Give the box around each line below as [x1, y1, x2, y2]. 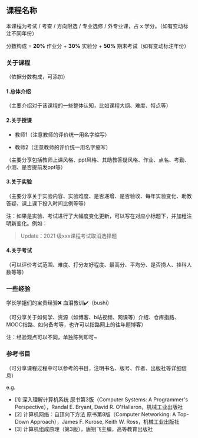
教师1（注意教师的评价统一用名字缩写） [14, 131, 110, 138]
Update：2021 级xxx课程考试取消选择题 [20, 232, 117, 239]
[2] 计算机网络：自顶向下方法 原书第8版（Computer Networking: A [14, 410, 176, 418]
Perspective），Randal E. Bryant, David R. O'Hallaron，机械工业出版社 [14, 403, 183, 410]
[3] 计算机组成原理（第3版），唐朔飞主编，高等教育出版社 [14, 425, 153, 433]
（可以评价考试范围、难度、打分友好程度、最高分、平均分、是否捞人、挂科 [6, 261, 187, 268]
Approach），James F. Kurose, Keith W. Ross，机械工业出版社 [30, 418, 180, 425]
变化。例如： [16, 219, 48, 226]
